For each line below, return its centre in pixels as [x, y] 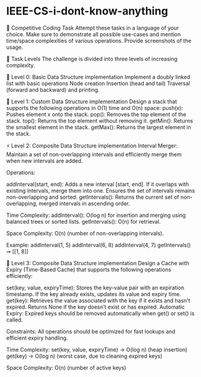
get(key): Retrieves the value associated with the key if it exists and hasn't [98, 300]
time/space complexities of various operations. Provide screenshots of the [99, 40]
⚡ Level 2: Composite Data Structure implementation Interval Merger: [92, 146]
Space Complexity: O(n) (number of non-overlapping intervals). [85, 233]
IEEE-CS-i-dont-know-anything [87, 11]
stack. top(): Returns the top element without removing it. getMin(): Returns [100, 121]
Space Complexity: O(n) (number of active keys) [66, 367]
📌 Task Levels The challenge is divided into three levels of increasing [92, 59]
